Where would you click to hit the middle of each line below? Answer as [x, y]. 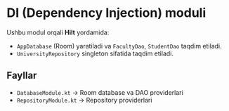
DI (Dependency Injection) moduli [106, 13]
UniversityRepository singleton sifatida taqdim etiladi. [95, 53]
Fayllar [22, 76]
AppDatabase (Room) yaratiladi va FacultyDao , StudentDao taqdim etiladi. [119, 46]
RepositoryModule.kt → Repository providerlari [84, 100]
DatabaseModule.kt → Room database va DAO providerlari [100, 92]
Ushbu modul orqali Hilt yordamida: [58, 32]
